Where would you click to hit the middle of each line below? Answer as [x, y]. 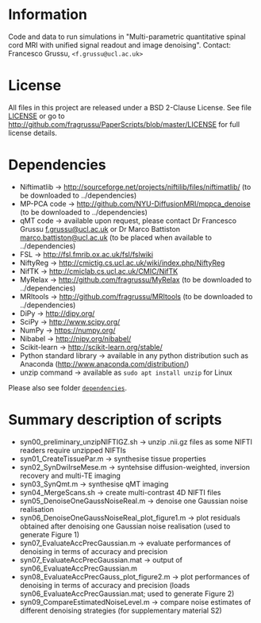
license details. [33, 133]
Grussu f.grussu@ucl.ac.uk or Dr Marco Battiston [100, 229]
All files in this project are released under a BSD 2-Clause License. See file [130, 107]
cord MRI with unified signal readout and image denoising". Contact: [120, 44]
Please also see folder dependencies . [68, 387]
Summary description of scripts [115, 420]
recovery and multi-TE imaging [70, 475]
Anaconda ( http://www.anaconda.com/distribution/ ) [104, 363]
